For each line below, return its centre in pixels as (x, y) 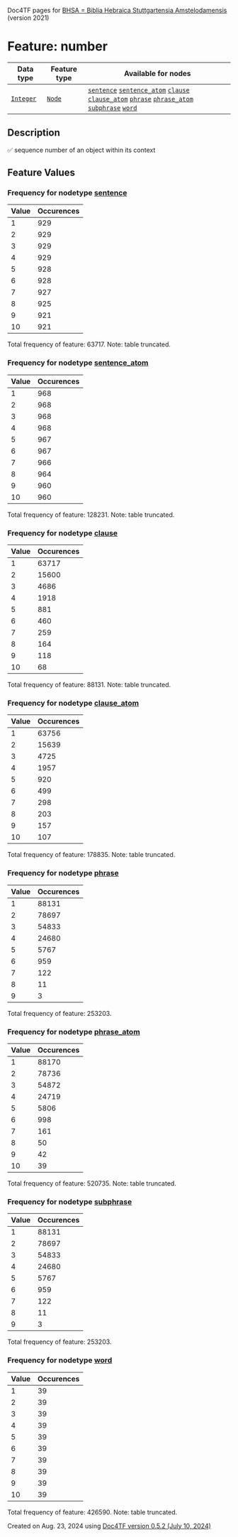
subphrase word (112, 108)
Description (34, 133)
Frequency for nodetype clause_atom (73, 703)
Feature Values (41, 173)
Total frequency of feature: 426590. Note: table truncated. (92, 1512)
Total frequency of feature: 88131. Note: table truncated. (89, 685)
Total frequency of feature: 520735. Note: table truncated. (92, 1183)
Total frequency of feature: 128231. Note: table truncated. (91, 515)
